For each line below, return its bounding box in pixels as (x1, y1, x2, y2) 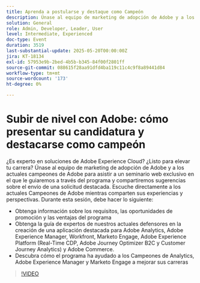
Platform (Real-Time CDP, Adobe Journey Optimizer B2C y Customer (14, 239, 186, 246)
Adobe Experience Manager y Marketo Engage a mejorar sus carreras (14, 258, 189, 266)
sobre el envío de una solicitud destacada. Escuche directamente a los (6, 183, 181, 190)
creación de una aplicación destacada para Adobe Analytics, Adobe (14, 226, 184, 234)
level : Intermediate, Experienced (6, 31, 93, 37)
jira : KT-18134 (6, 53, 44, 59)
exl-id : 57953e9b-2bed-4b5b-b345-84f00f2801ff (6, 59, 125, 65)
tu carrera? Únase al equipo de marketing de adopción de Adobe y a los (6, 164, 184, 171)
